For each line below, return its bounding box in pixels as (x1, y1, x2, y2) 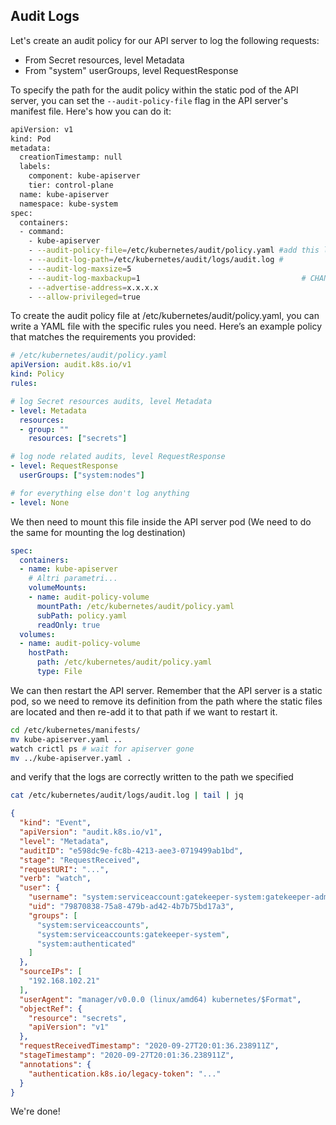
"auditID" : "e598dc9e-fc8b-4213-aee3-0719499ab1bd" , (19, 845, 244, 856)
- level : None (10, 497, 70, 508)
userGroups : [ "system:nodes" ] (19, 470, 145, 481)
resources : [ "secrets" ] (28, 434, 128, 444)
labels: (19, 162, 52, 172)
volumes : (19, 629, 56, 639)
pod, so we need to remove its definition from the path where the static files (10, 695, 323, 707)
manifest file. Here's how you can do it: (10, 105, 172, 117)
